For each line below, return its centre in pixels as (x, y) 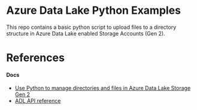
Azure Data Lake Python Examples (94, 11)
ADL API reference (38, 101)
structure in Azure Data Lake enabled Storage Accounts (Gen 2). (86, 33)
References (35, 58)
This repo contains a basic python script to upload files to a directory (91, 27)
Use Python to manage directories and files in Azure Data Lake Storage (103, 88)
